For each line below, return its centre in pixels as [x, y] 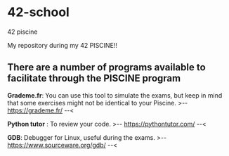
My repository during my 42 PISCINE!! [63, 45]
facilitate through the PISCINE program [94, 78]
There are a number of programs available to [106, 67]
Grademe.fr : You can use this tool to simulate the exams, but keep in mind [115, 95]
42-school [39, 12]
